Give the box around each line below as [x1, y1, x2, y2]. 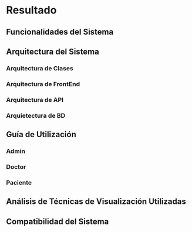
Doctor [6, 162, 26, 170]
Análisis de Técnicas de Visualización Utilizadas [6, 197, 186, 207]
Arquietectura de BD [6, 111, 66, 120]
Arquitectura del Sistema [6, 46, 100, 56]
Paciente [6, 178, 32, 186]
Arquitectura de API [6, 95, 63, 104]
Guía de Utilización [6, 129, 76, 139]
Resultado [6, 4, 57, 17]
